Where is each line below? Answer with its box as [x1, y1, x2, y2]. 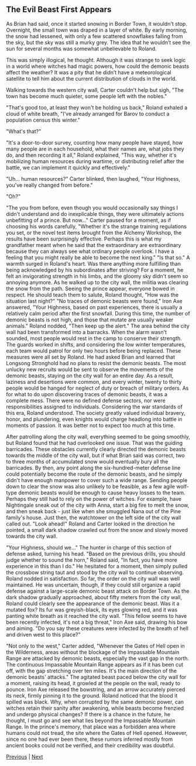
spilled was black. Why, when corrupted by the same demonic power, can [6, 698, 184, 705]
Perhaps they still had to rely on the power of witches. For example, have [6, 495, 182, 502]
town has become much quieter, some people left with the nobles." [6, 92, 167, 99]
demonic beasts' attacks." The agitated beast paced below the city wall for [6, 673, 187, 681]
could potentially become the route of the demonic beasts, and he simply [6, 470, 183, 478]
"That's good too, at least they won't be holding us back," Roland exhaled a [6, 104, 188, 111]
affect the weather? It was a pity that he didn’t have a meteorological [6, 68, 171, 75]
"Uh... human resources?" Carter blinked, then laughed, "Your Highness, [6, 175, 180, 182]
